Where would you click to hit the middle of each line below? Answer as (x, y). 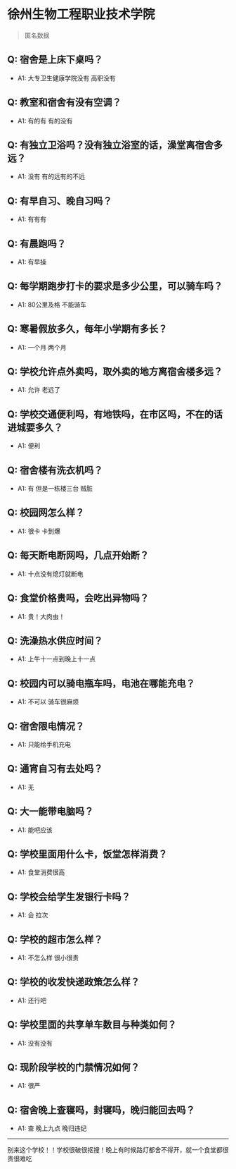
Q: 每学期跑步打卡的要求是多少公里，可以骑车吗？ (115, 286)
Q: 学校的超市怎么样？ (55, 940)
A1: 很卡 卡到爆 (39, 531)
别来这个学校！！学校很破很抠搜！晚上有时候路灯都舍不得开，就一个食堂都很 (118, 1150)
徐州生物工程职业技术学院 (81, 14)
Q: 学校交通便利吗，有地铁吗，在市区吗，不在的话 (115, 414)
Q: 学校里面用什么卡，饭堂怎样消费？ (87, 854)
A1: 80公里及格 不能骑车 (52, 305)
